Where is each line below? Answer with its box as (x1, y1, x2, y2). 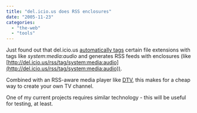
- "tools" (11, 30, 35, 36)
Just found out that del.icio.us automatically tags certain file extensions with (6, 46, 191, 53)
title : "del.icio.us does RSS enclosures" (6, 8, 112, 15)
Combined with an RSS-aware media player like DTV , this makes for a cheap (6, 77, 191, 84)
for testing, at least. (6, 100, 54, 107)
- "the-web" (11, 25, 41, 31)
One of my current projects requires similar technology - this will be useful (6, 94, 186, 101)
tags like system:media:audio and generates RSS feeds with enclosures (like (6, 53, 191, 60)
